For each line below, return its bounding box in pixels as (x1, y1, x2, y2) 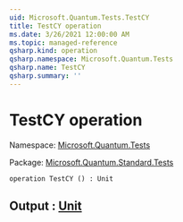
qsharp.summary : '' (9, 72, 82, 81)
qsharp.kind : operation (9, 47, 98, 55)
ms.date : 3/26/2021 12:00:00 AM (9, 30, 129, 38)
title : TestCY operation (9, 21, 102, 30)
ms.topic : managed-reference (9, 38, 118, 47)
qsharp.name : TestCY (9, 64, 87, 73)
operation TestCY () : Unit (9, 174, 114, 184)
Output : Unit (9, 199, 82, 214)
